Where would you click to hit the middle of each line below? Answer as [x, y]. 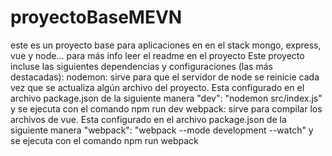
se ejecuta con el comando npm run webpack [104, 140]
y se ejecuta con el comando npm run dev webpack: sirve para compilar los [166, 108]
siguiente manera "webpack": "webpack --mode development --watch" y [162, 130]
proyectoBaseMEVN [96, 17]
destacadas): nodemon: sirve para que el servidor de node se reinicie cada [165, 77]
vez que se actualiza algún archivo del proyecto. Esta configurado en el [157, 87]
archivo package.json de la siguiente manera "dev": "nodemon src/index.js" [166, 98]
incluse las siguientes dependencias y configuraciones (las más [141, 66]
